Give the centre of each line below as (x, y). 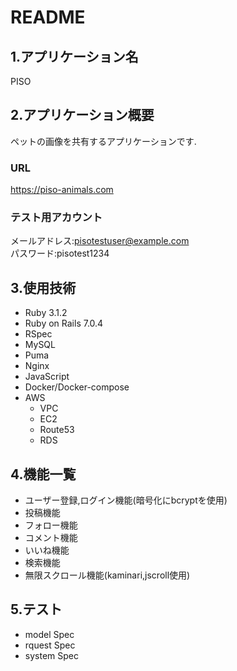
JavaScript (47, 377)
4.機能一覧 (43, 474)
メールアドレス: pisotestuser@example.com (100, 241)
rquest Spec (50, 645)
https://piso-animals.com (62, 190)
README (48, 17)
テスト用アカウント (56, 218)
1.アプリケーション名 (74, 56)
